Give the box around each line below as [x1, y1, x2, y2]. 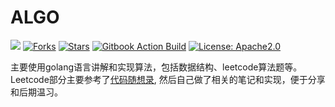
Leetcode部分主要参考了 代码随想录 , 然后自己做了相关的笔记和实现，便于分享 [10, 73, 326, 85]
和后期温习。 [10, 86, 63, 98]
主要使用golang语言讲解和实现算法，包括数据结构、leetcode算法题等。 [10, 61, 303, 73]
